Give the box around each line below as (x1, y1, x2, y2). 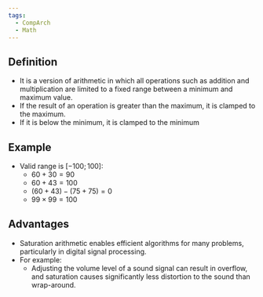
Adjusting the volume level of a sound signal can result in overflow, (31, 263, 248, 273)
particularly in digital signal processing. (19, 247, 147, 256)
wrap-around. (31, 280, 76, 289)
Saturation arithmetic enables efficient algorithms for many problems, (19, 238, 245, 247)
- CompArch (15, 19, 51, 27)
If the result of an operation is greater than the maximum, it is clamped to (19, 101, 256, 111)
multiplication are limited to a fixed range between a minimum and (19, 84, 233, 94)
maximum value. (19, 93, 73, 102)
